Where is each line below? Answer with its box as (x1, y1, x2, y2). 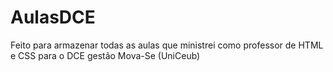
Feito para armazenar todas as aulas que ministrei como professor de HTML (10, 39, 324, 51)
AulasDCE (10, 6, 96, 29)
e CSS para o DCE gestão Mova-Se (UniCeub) (10, 49, 201, 61)
